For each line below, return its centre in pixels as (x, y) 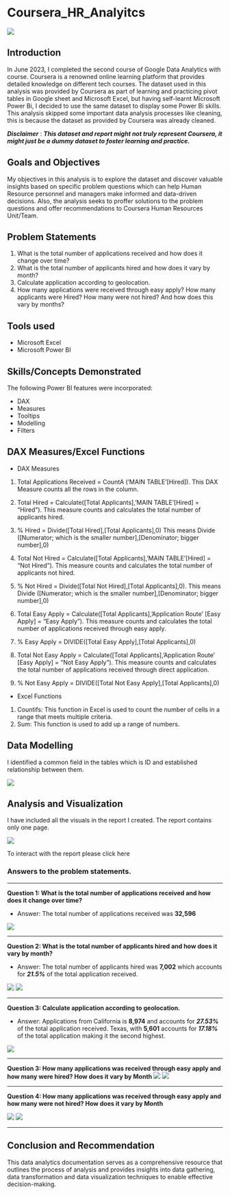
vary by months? (41, 305)
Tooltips (28, 416)
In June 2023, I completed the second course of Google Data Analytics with (114, 69)
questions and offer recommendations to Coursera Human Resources (105, 208)
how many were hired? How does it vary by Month (80, 1076)
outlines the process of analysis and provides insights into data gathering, (111, 1169)
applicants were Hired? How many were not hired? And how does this (115, 297)
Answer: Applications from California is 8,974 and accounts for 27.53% (118, 1021)
